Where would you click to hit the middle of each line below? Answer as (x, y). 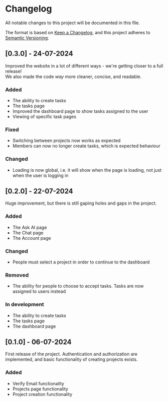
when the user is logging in (40, 175)
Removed (17, 275)
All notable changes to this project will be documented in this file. (73, 23)
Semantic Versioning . (27, 38)
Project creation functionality (42, 394)
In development (25, 304)
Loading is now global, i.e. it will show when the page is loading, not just (87, 170)
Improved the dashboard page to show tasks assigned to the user (80, 111)
